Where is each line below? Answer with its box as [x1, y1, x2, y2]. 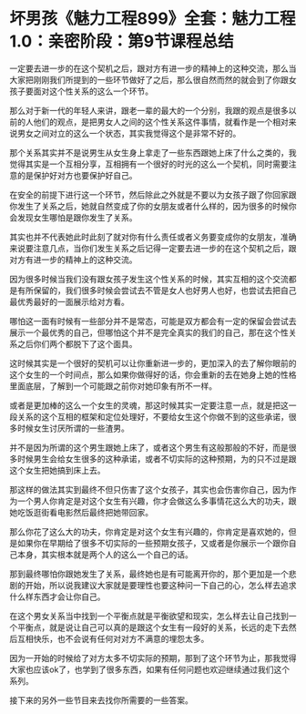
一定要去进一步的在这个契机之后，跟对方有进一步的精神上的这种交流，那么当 [9, 63, 297, 74]
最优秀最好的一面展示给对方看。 [9, 296, 129, 307]
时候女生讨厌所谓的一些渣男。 [16, 423, 129, 433]
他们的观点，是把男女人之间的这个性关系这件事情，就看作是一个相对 [33, 116, 289, 127]
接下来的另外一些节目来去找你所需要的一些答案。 [9, 694, 193, 706]
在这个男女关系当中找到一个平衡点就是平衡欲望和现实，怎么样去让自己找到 [9, 610, 289, 621]
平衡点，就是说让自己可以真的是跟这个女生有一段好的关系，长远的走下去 [16, 621, 289, 633]
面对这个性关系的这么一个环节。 [33, 86, 153, 97]
